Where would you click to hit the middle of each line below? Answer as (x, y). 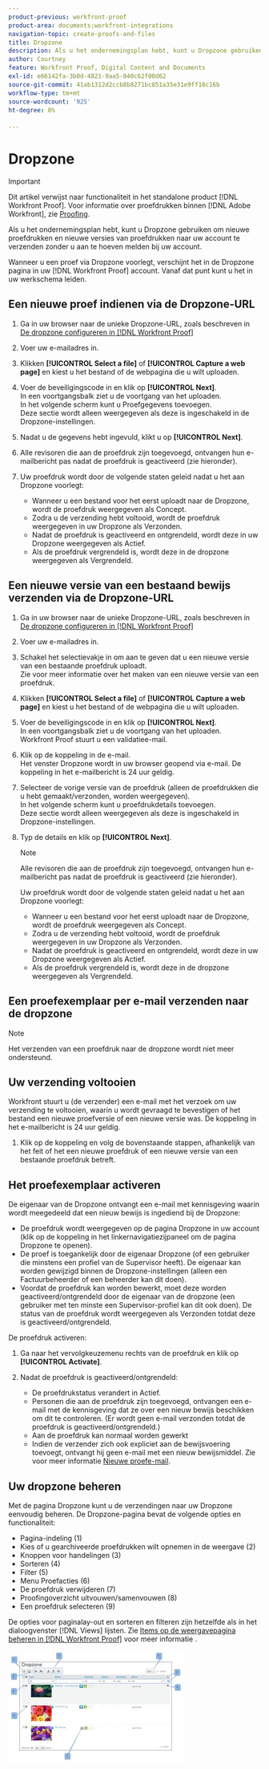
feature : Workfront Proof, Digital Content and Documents (107, 68)
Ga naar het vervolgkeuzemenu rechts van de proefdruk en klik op (129, 1353)
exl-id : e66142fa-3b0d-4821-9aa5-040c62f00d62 (87, 76)
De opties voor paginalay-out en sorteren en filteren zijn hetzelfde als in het (133, 1621)
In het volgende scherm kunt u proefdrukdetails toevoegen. (118, 804)
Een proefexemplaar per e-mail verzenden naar (128, 1002)
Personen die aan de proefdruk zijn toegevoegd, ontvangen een (137, 1402)
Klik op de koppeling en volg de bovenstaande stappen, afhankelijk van (137, 1142)
